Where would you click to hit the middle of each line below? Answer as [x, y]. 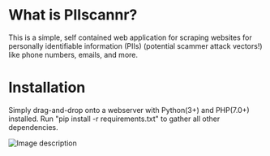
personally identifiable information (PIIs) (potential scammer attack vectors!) [135, 45]
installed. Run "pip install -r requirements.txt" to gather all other [114, 119]
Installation [47, 88]
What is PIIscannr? [73, 15]
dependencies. [33, 127]
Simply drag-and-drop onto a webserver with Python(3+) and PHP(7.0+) [129, 110]
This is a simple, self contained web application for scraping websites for [131, 37]
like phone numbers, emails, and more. [73, 54]
